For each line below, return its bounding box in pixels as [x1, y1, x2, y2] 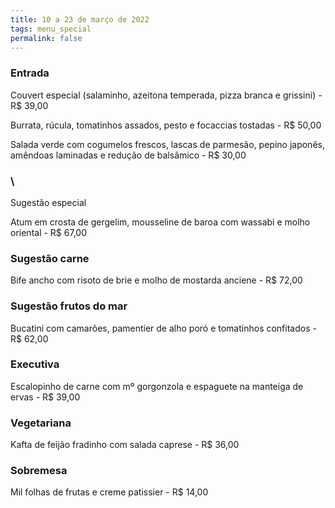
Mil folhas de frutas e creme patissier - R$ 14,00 [10, 486, 209, 498]
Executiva [10, 357, 60, 371]
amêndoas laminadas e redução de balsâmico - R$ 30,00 [10, 149, 247, 161]
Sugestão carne [10, 251, 90, 265]
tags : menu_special [10, 24, 92, 34]
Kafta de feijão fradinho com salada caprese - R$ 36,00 [10, 439, 240, 451]
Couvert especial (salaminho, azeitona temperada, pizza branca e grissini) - [10, 89, 323, 101]
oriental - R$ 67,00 [10, 226, 87, 238]
